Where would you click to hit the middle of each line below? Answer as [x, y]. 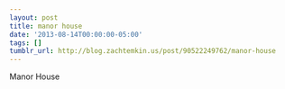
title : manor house [46, 26]
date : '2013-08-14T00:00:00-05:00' [76, 34]
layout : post [34, 18]
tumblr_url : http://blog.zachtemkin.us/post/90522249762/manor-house [143, 51]
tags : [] [26, 43]
